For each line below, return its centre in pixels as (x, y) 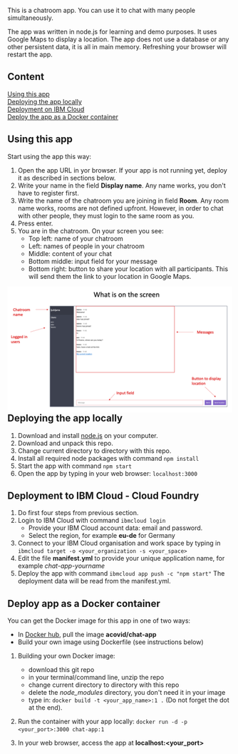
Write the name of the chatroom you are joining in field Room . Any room (123, 200)
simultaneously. (30, 18)
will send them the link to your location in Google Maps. (110, 276)
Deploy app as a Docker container (84, 603)
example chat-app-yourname (61, 566)
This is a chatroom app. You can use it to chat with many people (102, 10)
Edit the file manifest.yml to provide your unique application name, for (121, 559)
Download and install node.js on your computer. (88, 435)
